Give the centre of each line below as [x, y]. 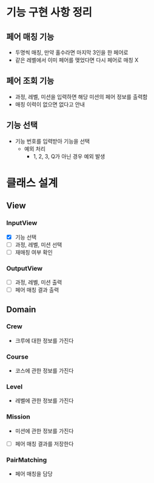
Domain [21, 309]
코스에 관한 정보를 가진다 [44, 371]
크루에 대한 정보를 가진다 [44, 340]
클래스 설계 [32, 183]
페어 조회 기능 [30, 81]
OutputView [25, 268]
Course [17, 357]
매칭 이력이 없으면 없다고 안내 [50, 104]
